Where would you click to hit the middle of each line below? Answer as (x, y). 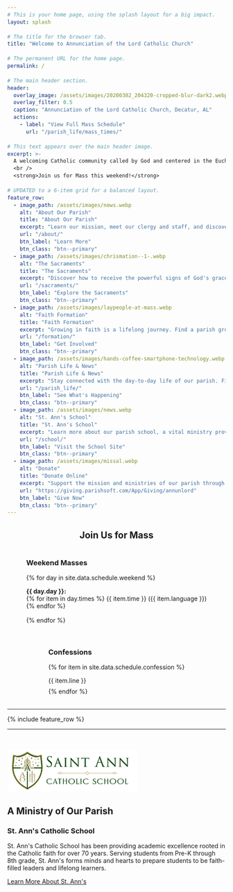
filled (15, 868)
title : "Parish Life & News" (62, 373)
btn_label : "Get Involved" (59, 344)
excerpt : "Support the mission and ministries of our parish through (122, 483)
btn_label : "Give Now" (52, 498)
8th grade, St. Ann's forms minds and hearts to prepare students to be (107, 861)
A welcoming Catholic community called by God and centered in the (113, 161)
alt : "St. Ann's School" (55, 417)
